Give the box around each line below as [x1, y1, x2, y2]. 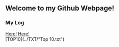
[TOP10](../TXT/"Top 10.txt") [5, 36, 65, 42]
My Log [5, 19, 25, 26]
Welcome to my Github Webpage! [5, 4, 115, 13]
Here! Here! [5, 30, 30, 37]
